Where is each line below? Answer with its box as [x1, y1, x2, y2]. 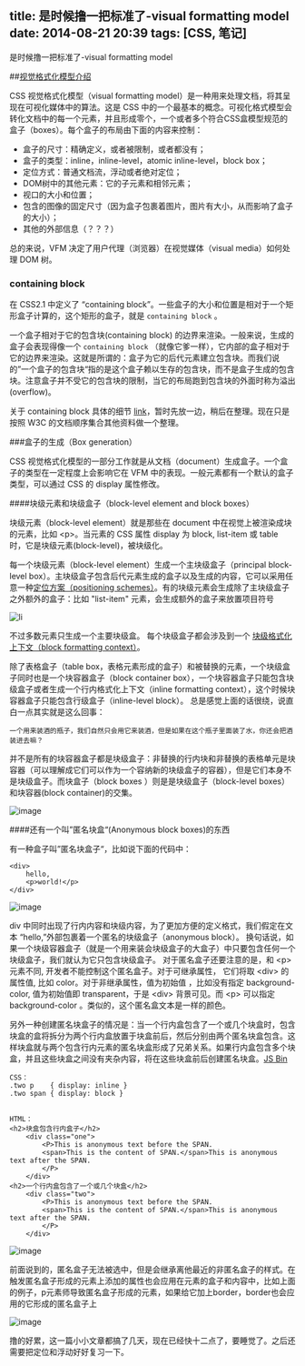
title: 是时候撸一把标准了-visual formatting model [9, 8, 290, 25]
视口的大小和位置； [22, 189, 95, 200]
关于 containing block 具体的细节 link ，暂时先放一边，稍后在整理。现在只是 [9, 406, 290, 417]
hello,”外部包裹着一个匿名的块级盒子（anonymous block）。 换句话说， [23, 931, 286, 943]
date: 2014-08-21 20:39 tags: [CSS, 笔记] [9, 25, 248, 41]
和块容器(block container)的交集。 [9, 788, 138, 799]
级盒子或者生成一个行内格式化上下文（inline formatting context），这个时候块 [9, 684, 296, 695]
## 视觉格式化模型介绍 [9, 71, 92, 82]
